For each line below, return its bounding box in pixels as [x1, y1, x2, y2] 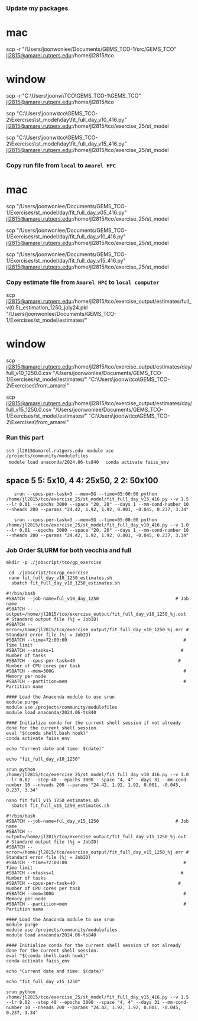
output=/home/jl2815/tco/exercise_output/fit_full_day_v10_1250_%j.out [6, 611, 186, 618]
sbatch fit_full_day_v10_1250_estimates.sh [11, 580, 120, 586]
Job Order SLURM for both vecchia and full [6, 546, 132, 554]
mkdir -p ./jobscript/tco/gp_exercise [6, 560, 102, 566]
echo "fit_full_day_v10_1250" [6, 756, 81, 762]
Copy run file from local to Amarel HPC [6, 161, 116, 169]
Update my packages [6, 4, 69, 12]
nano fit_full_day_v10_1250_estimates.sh [8, 575, 112, 581]
